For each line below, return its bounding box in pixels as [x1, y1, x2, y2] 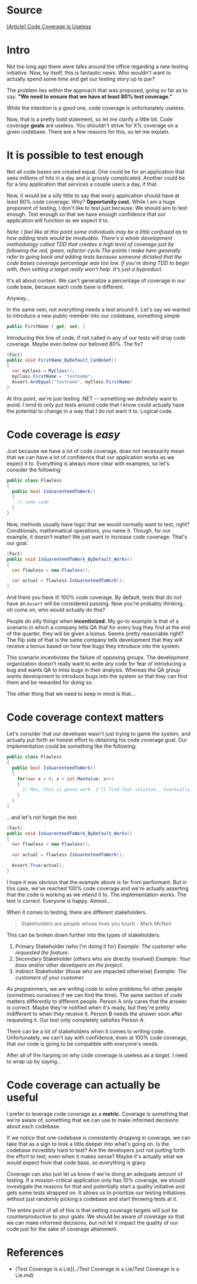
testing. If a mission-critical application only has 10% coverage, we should [6, 1177, 185, 1184]
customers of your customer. [15, 974, 85, 981]
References [6, 1246, 64, 1259]
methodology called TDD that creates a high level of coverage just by [6, 240, 174, 248]
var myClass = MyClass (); [12, 368, 75, 374]
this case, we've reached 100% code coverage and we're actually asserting [6, 885, 189, 892]
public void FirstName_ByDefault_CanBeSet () [6, 357, 117, 363]
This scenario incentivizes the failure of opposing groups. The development [6, 654, 189, 661]
